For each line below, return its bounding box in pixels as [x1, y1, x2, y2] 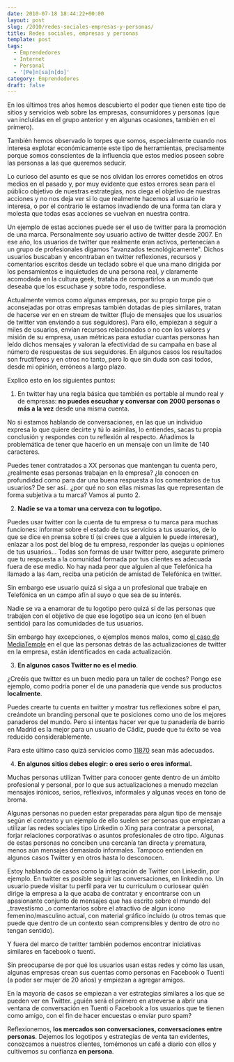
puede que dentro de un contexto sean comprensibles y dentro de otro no [7, 919, 220, 927]
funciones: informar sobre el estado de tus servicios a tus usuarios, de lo [7, 525, 217, 534]
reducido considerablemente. [7, 732, 92, 741]
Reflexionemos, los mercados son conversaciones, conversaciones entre [7, 1025, 223, 1033]
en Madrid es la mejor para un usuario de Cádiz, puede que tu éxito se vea [7, 725, 221, 734]
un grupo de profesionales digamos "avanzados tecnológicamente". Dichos [7, 245, 224, 253]
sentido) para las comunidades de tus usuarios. [7, 619, 144, 628]
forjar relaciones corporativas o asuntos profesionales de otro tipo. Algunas [7, 832, 224, 840]
